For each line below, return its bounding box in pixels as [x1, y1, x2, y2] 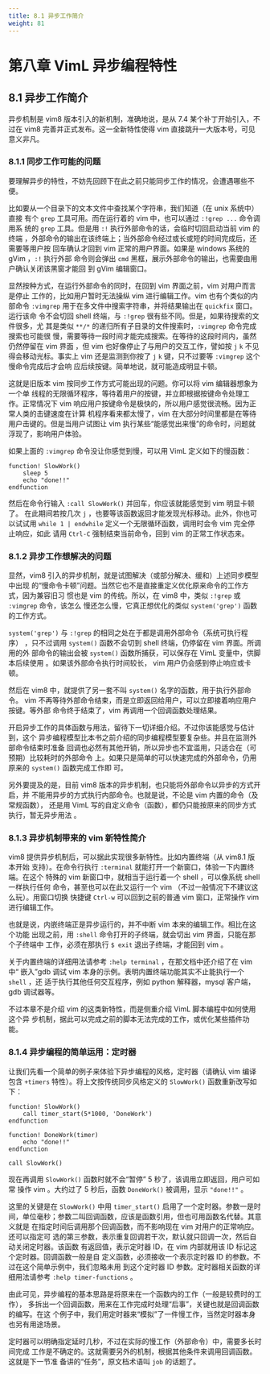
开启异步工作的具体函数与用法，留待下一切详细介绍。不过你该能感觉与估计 [8, 723, 255, 733]
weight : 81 [8, 19, 45, 27]
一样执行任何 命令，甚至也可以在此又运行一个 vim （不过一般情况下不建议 [8, 882, 252, 892]
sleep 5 [22, 469, 48, 477]
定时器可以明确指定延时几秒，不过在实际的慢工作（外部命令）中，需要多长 [8, 1336, 255, 1346]
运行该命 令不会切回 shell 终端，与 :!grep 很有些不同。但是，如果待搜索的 [8, 311, 253, 321]
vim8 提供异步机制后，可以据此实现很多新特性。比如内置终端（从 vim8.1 [8, 852, 247, 862]
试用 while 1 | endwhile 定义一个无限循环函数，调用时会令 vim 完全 [22, 518, 248, 528]
